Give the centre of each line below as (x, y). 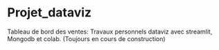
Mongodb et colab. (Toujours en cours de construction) (86, 38)
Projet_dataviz (50, 13)
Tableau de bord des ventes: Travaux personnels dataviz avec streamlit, (110, 32)
